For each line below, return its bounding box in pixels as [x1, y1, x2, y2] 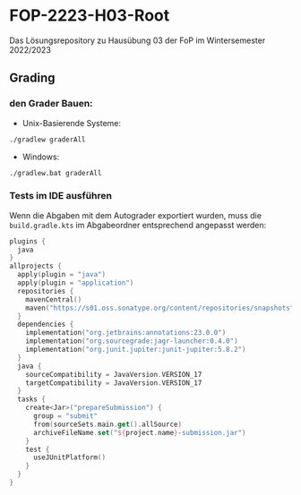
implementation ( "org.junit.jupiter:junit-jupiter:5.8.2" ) [25, 346, 246, 354]
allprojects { [9, 261, 63, 271]
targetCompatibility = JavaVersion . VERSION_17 [25, 378, 202, 388]
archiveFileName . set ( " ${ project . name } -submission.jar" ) [32, 428, 246, 437]
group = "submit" [32, 412, 99, 421]
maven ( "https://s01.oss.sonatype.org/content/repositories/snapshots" [25, 303, 295, 312]
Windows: [21, 151, 60, 162]
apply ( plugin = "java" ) [17, 270, 106, 279]
